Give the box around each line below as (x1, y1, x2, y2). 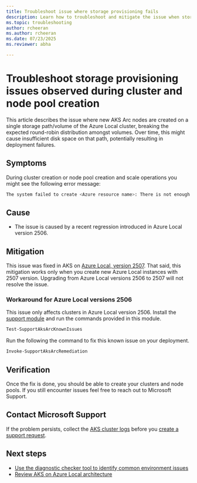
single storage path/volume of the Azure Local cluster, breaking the (6, 122, 169, 129)
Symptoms (6, 158, 47, 168)
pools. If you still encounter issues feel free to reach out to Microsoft (6, 386, 171, 394)
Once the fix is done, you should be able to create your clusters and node (6, 380, 184, 387)
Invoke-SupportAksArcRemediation (6, 348, 88, 354)
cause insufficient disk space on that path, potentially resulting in (6, 135, 164, 142)
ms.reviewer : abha (6, 42, 51, 48)
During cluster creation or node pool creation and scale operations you (6, 174, 178, 181)
